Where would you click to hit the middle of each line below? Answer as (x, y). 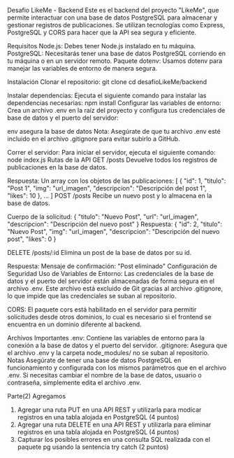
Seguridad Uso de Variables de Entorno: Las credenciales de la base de (110, 273)
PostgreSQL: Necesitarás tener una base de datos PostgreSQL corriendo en (116, 53)
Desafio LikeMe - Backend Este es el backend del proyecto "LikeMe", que (113, 10)
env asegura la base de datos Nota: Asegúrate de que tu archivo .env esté (114, 131)
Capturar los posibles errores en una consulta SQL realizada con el (114, 439)
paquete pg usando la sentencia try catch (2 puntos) (93, 447)
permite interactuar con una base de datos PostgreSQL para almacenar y (112, 18)
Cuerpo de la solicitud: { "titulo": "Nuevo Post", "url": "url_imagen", (103, 217)
